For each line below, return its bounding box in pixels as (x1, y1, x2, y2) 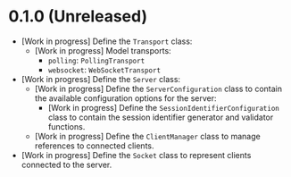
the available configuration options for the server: (34, 92, 217, 104)
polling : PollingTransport (47, 55, 145, 65)
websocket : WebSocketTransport (47, 64, 162, 75)
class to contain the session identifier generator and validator (47, 112, 274, 122)
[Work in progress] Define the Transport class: (21, 36, 193, 46)
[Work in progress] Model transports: (34, 45, 171, 55)
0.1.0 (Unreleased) (8, 6, 148, 27)
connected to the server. (21, 159, 112, 170)
